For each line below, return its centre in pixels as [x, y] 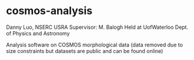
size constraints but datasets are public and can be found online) [85, 51]
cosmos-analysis [49, 11]
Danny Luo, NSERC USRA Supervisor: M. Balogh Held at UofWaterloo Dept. [97, 27]
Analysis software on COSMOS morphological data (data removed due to [95, 45]
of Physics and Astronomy [38, 33]
